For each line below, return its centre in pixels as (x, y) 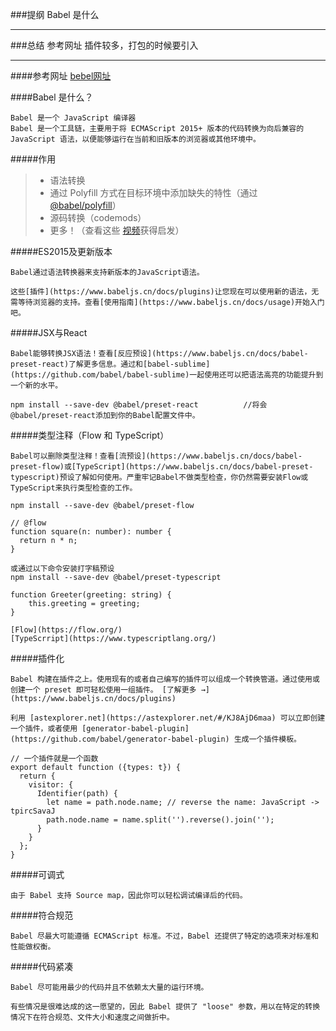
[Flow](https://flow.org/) (66, 630)
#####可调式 (37, 874)
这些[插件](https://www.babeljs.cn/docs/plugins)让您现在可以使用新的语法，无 (165, 292)
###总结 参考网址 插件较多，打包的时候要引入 (104, 45)
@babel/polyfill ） (85, 205)
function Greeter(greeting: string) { (91, 595)
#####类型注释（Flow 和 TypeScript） (90, 435)
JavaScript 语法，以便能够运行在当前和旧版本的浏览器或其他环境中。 (135, 139)
